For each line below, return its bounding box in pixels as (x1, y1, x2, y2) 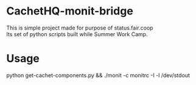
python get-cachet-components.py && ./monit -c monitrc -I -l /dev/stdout (6, 71, 191, 79)
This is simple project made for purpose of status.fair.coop (6, 24, 153, 31)
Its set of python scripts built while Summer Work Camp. (6, 30, 148, 37)
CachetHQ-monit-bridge (6, 4, 134, 18)
